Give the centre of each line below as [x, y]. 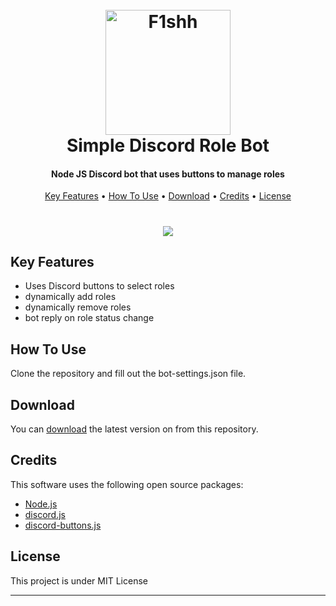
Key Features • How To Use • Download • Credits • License [168, 196]
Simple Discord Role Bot [168, 145]
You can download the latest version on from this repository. [134, 429]
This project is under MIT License [79, 580]
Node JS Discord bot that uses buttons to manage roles [168, 174]
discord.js [45, 514]
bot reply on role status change [89, 318]
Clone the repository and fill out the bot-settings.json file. [128, 374]
